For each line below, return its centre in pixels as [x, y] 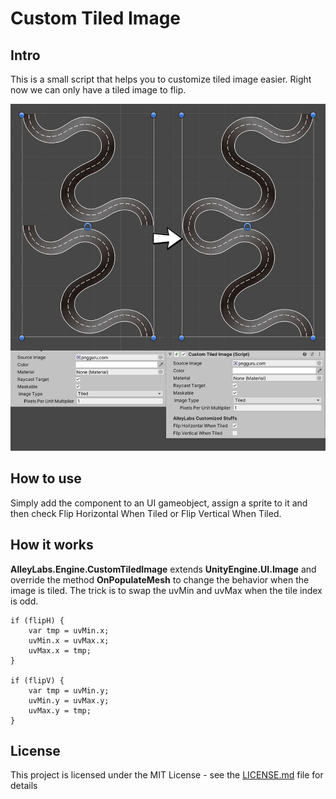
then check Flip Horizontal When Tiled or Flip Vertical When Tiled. [146, 513]
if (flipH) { [37, 620]
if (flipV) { [37, 680]
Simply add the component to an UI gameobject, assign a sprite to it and [159, 503]
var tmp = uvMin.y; [69, 690]
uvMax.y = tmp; [60, 710]
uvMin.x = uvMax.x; [69, 640]
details [24, 786]
